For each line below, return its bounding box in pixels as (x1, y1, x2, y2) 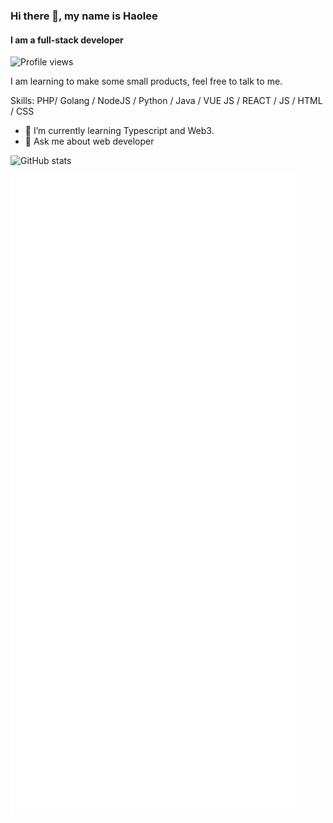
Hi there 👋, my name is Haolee (10, 9, 158, 23)
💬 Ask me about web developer (24, 135, 155, 148)
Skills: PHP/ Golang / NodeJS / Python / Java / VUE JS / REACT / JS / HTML (10, 95, 323, 107)
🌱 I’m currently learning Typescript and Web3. (24, 125, 215, 137)
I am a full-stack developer (10, 34, 124, 46)
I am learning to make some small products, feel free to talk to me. (10, 75, 283, 88)
